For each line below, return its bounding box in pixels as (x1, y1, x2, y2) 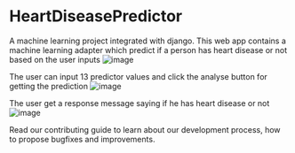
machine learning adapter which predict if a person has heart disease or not (9, 44, 288, 55)
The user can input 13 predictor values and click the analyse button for (9, 71, 268, 81)
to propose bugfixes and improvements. (9, 134, 155, 144)
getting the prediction (9, 80, 89, 91)
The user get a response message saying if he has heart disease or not (9, 97, 270, 108)
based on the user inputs (9, 54, 100, 65)
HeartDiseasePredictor (9, 6, 183, 27)
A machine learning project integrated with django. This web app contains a (9, 35, 286, 46)
